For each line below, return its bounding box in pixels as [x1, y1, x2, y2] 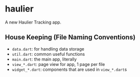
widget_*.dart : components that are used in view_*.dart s [12, 66, 127, 72]
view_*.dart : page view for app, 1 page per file [12, 61, 105, 67]
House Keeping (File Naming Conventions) [5, 33, 136, 41]
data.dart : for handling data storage [12, 46, 84, 51]
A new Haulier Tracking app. [5, 19, 62, 25]
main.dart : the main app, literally [12, 56, 77, 62]
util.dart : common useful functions [12, 51, 85, 57]
